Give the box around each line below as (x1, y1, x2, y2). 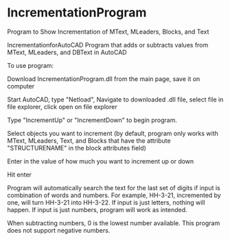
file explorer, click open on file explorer (7, 102, 118, 111)
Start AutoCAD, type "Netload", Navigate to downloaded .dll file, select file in (7, 95, 224, 104)
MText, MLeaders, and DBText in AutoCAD (7, 48, 127, 56)
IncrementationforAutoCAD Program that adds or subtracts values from (7, 41, 209, 49)
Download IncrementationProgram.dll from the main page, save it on (7, 74, 200, 83)
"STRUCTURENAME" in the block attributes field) (7, 144, 146, 152)
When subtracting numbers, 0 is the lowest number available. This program (7, 218, 220, 227)
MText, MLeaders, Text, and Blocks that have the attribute (7, 136, 171, 145)
